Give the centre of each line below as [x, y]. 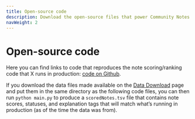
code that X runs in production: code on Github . [64, 74]
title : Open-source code [36, 11]
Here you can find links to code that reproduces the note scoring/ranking [94, 67]
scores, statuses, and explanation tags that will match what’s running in [92, 104]
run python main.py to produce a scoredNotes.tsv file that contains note [93, 98]
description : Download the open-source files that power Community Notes [98, 17]
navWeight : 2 [22, 22]
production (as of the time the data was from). [62, 110]
